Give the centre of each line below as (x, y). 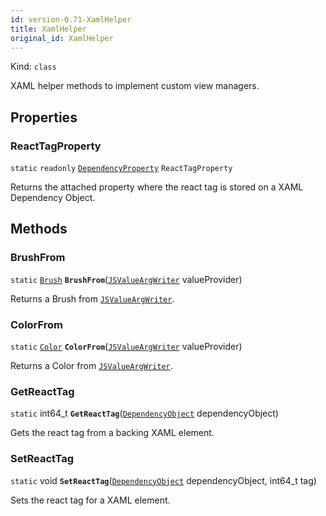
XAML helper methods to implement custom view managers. (135, 86)
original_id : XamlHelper (62, 38)
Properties (44, 117)
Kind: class (33, 67)
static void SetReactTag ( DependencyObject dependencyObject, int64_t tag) (163, 480)
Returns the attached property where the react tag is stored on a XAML (157, 187)
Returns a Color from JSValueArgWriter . (91, 366)
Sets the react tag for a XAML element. (90, 500)
